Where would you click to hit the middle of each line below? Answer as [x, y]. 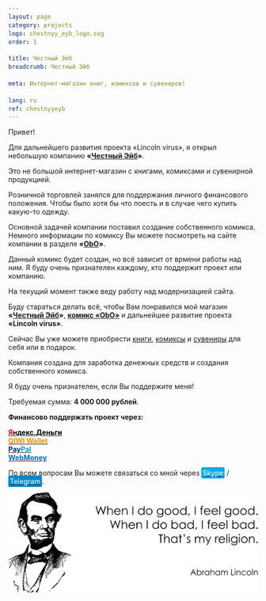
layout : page [30, 17]
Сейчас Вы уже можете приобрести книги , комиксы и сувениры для [125, 339]
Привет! [22, 132]
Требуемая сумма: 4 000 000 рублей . [74, 402]
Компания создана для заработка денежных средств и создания [118, 363]
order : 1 [23, 42]
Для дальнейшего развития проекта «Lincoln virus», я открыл [113, 147]
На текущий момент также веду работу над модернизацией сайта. [122, 291]
